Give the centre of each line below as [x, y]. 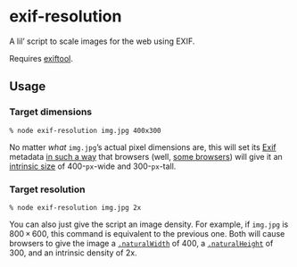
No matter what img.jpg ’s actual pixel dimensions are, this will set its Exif [143, 147]
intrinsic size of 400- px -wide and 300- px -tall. [93, 166]
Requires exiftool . [41, 58]
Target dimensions [51, 112]
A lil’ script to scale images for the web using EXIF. [102, 41]
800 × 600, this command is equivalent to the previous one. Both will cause [147, 233]
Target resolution [47, 189]
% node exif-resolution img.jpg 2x [75, 207]
